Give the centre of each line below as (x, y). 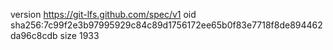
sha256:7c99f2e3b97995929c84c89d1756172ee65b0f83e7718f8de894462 (166, 25)
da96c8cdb (34, 35)
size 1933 (79, 35)
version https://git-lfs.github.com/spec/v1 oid (103, 14)
